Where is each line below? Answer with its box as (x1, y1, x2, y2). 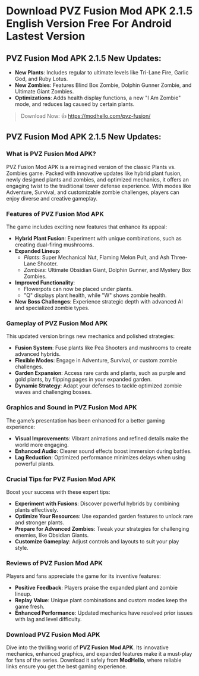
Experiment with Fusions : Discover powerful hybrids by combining (14, 500, 180, 507)
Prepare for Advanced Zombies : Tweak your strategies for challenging (14, 525, 189, 532)
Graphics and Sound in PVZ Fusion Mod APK (6, 403, 137, 412)
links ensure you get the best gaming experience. (6, 663, 127, 670)
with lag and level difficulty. (14, 616, 82, 623)
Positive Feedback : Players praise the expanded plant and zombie (14, 584, 178, 591)
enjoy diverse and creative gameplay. (6, 195, 98, 202)
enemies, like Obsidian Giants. (14, 531, 89, 539)
